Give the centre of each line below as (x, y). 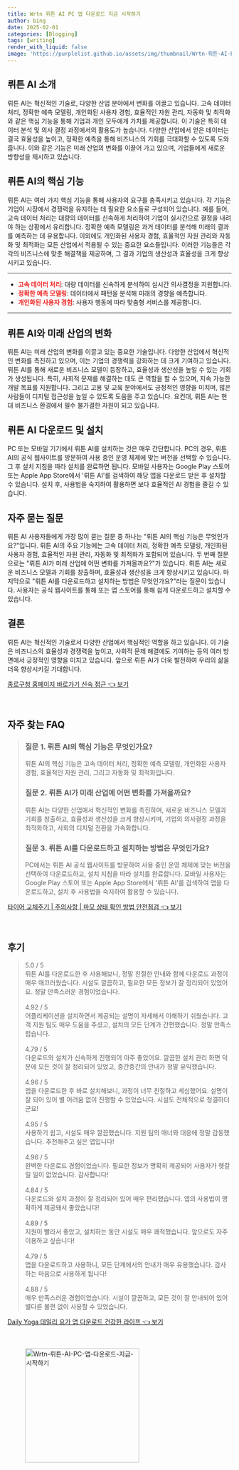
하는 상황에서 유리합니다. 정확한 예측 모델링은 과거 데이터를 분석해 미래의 (115, 226)
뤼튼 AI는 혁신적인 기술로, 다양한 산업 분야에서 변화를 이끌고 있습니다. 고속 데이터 (119, 103)
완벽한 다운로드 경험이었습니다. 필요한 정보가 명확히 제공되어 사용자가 (121, 1165)
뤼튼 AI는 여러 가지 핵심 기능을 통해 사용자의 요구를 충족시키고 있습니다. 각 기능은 (119, 200)
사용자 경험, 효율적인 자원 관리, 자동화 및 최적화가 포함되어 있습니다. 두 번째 (111, 554)
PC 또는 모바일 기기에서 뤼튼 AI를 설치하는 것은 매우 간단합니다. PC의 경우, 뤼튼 (117, 449)
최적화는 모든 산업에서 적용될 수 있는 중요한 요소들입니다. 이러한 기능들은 (123, 244)
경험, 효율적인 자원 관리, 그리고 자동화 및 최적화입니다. (100, 772)
